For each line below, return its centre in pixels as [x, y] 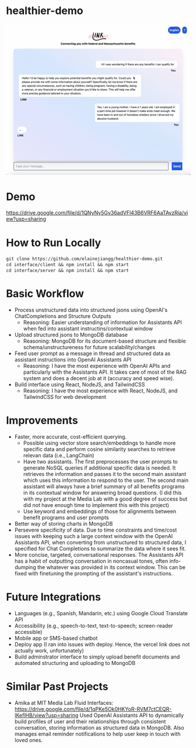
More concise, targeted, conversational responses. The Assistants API [99, 555]
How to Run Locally [54, 242]
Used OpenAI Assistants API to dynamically [132, 715]
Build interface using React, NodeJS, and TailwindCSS [80, 385]
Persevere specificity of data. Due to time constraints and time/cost [96, 530]
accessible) [28, 632]
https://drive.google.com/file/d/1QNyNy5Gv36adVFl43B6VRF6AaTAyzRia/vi [97, 213]
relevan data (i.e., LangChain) [59, 456]
